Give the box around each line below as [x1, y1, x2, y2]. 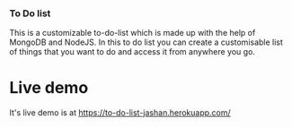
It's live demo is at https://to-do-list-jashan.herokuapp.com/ [9, 107, 231, 118]
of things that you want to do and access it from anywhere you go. [9, 47, 256, 57]
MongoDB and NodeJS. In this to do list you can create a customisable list [9, 37, 283, 47]
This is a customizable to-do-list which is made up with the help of [9, 28, 256, 38]
